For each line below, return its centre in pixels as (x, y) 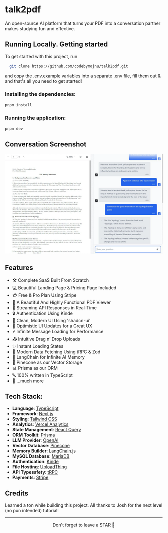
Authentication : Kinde (35, 462)
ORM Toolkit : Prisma (34, 435)
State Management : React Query (47, 430)
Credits (17, 493)
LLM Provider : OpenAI (35, 440)
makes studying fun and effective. (40, 28)
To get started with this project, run (41, 56)
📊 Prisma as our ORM (35, 368)
